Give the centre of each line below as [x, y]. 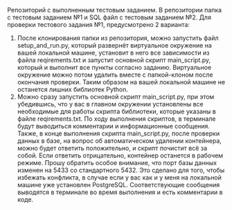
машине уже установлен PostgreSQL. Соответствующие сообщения [118, 185]
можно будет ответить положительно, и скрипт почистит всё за [112, 148]
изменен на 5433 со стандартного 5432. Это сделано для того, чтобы [121, 170]
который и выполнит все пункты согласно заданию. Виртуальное [114, 67]
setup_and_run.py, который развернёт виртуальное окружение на [115, 45]
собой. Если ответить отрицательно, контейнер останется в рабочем [120, 155]
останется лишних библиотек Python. [73, 89]
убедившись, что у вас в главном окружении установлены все [110, 104]
